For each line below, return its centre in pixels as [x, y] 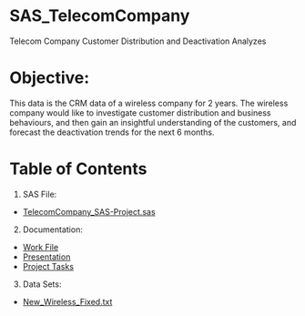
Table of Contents [78, 169]
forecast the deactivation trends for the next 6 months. [112, 132]
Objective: [50, 78]
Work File [41, 247]
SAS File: [40, 194]
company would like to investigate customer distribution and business [140, 112]
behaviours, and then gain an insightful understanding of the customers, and [153, 122]
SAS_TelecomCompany [100, 16]
